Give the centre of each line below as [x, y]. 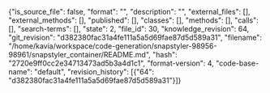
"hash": [165, 55]
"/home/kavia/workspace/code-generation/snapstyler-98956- [113, 46]
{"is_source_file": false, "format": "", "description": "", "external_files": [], [129, 12]
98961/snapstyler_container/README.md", [80, 55]
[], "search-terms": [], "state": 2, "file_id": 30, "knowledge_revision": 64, [129, 29]
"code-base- [238, 63]
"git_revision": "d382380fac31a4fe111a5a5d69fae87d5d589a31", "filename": [135, 37]
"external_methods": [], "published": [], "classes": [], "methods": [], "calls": [134, 20]
